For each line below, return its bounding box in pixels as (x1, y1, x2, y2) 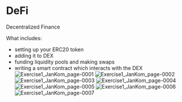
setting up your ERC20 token (14, 45, 84, 53)
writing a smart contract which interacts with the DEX (14, 64, 143, 71)
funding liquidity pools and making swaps (14, 58, 115, 65)
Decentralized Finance (6, 23, 60, 30)
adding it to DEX (14, 52, 54, 59)
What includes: (6, 34, 42, 41)
